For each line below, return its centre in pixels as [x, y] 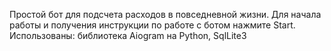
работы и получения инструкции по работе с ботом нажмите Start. [152, 25]
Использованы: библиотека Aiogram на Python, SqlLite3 [128, 35]
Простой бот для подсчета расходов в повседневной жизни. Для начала [165, 14]
